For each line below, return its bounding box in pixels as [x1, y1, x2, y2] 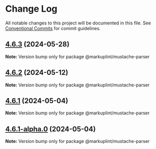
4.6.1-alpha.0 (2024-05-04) [5, 125, 96, 133]
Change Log [5, 3, 57, 15]
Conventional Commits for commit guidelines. [5, 25, 101, 31]
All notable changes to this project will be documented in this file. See [5, 20, 151, 26]
